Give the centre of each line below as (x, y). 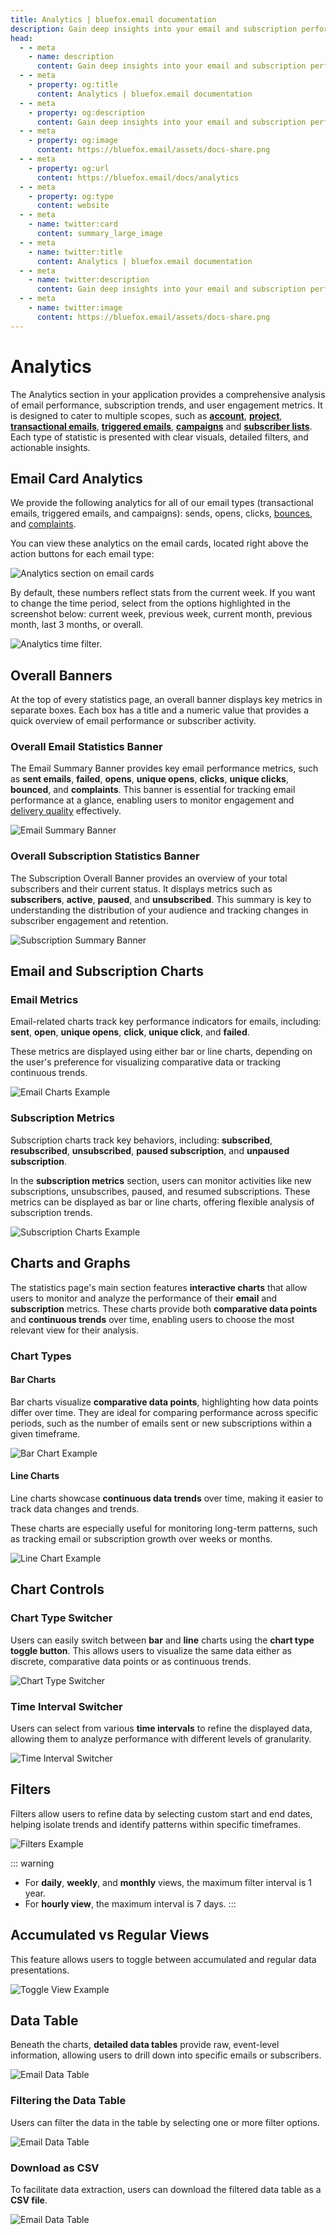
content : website (73, 206)
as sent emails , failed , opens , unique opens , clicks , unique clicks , (149, 779)
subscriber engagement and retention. (89, 920)
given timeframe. (45, 1433)
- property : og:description (86, 112)
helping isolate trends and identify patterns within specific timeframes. (156, 1824)
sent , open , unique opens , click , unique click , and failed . (130, 1032)
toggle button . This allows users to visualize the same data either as (151, 1650)
